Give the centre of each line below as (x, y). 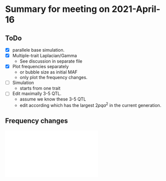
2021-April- (136, 9)
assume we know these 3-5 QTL (53, 99)
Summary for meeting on (57, 9)
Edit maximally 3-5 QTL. (37, 93)
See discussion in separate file (51, 61)
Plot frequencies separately (40, 67)
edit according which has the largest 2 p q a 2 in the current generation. (90, 105)
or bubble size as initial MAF (49, 72)
